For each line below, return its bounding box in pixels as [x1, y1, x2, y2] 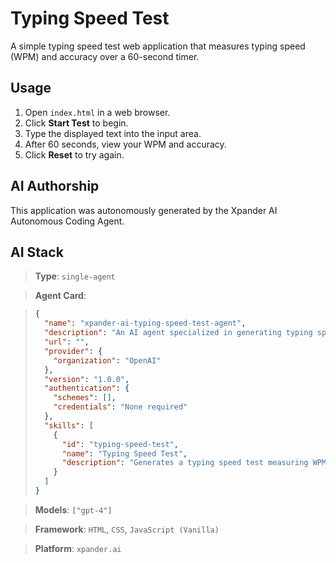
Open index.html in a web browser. [24, 106, 171, 118]
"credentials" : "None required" [53, 402, 188, 412]
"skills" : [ [44, 420, 94, 431]
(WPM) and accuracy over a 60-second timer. [10, 50, 200, 62]
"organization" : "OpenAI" [53, 355, 162, 366]
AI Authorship [10, 178, 100, 195]
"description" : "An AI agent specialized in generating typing [44, 328, 313, 338]
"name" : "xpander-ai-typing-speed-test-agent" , [44, 318, 247, 329]
